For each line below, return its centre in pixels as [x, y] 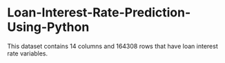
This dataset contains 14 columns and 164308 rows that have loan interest [113, 46]
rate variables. [28, 53]
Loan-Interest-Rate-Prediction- [99, 13]
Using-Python [48, 27]
